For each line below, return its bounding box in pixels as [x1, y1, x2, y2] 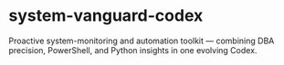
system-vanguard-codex [8, 5, 204, 26]
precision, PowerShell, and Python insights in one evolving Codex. [8, 44, 258, 55]
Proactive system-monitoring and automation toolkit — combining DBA [8, 35, 275, 46]
